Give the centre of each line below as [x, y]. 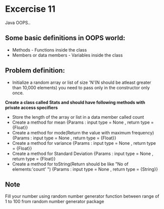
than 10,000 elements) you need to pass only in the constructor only [81, 87]
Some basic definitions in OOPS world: [65, 38]
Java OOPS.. [18, 23]
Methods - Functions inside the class [49, 50]
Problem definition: [35, 70]
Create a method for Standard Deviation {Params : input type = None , [82, 154]
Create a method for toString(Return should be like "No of [70, 164]
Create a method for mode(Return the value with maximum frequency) [83, 132]
